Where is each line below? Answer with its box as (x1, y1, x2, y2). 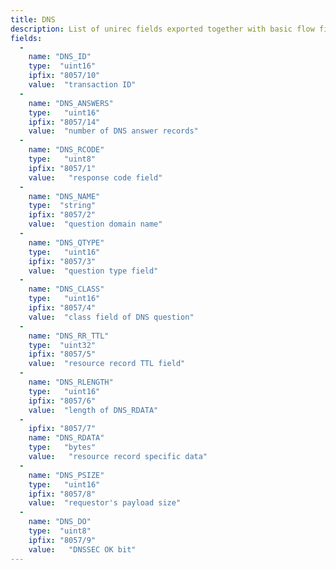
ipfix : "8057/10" (28, 71, 101, 81)
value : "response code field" (28, 172, 163, 183)
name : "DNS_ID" (28, 52, 92, 62)
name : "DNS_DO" (28, 517, 92, 527)
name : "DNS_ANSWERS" (28, 98, 114, 108)
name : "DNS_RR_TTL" (28, 331, 110, 341)
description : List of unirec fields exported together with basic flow (10, 24, 315, 34)
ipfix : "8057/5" (28, 349, 97, 360)
